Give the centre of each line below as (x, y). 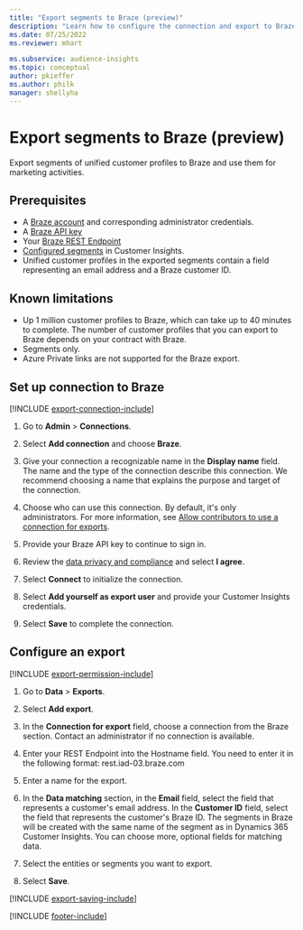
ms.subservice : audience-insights (74, 60)
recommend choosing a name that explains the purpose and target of (151, 480)
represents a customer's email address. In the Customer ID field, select (155, 807)
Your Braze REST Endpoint (72, 241)
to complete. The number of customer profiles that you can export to (150, 330)
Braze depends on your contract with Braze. (104, 339)
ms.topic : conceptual (50, 68)
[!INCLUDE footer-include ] (58, 916)
